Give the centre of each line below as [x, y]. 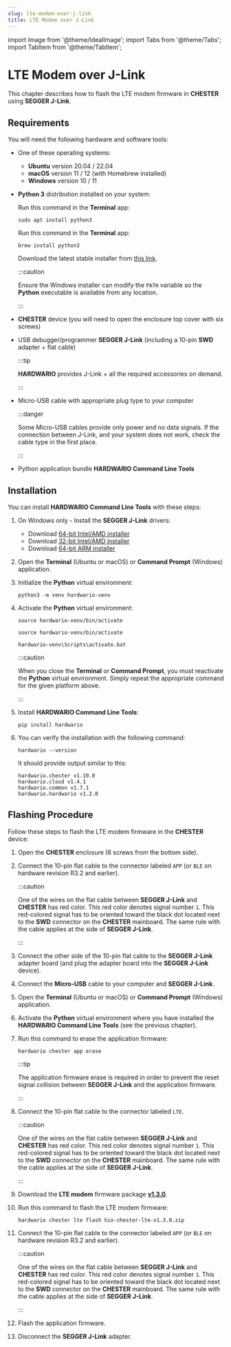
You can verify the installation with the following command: [101, 738]
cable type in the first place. [57, 442]
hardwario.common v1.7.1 [53, 788]
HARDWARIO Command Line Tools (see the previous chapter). [107, 1025]
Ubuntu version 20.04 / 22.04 [70, 166]
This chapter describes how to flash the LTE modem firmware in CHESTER [113, 94]
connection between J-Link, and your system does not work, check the [119, 435]
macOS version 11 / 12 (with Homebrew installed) [97, 174]
